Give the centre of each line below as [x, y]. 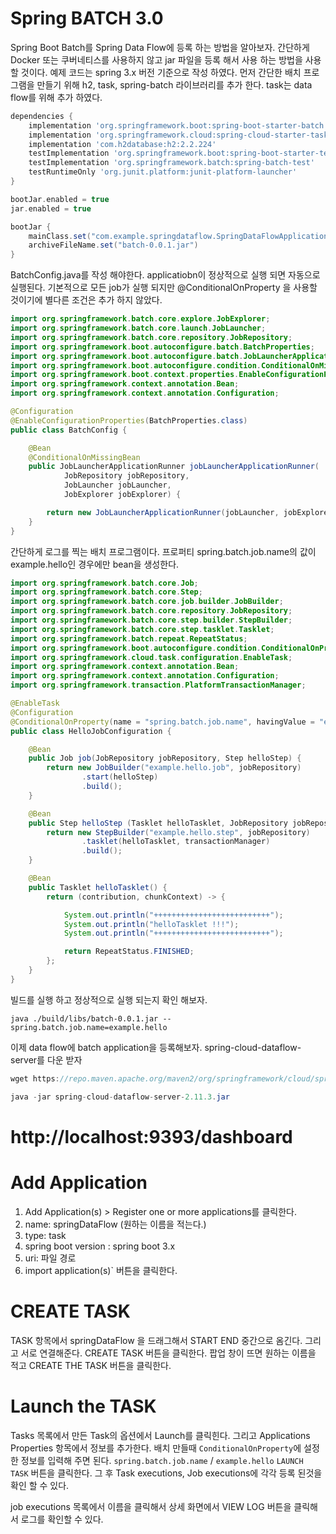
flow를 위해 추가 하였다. [56, 97]
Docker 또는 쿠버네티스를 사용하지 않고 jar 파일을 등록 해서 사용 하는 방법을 [156, 59]
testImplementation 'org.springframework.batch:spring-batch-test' [171, 163]
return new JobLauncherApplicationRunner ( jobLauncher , [163, 512]
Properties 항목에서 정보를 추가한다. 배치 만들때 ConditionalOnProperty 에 [156, 1448]
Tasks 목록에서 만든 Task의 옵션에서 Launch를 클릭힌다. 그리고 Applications [160, 1435]
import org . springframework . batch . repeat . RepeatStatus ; [129, 638]
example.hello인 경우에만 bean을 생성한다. [95, 564]
